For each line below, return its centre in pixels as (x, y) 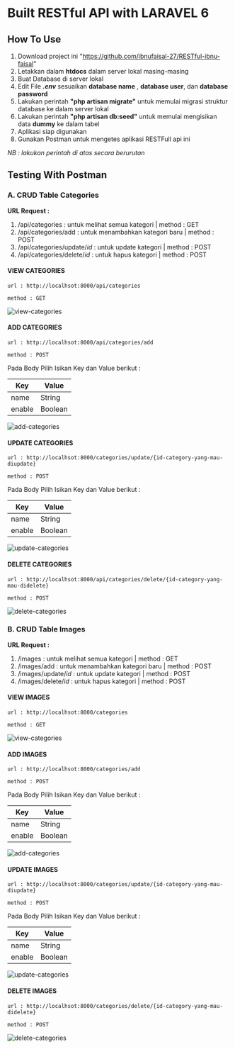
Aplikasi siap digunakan (52, 131)
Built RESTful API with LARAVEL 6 (108, 13)
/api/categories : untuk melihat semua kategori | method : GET (108, 224)
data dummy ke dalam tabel (58, 124)
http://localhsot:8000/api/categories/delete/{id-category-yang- (124, 579)
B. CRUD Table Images (47, 629)
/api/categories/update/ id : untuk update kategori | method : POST (114, 247)
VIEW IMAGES (29, 697)
